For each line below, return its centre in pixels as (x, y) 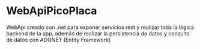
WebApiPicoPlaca (52, 11)
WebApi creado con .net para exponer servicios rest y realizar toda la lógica (100, 27)
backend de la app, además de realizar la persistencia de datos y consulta (98, 33)
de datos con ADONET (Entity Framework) (59, 40)
